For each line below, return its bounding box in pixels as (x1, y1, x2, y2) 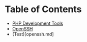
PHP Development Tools (12, 20, 63, 26)
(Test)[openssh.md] (12, 31, 54, 37)
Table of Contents (5, 4, 82, 15)
